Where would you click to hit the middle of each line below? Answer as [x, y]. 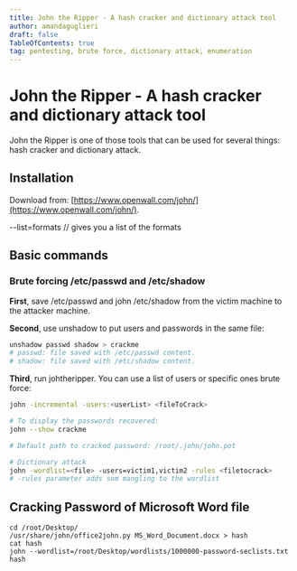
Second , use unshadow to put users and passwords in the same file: [137, 328]
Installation [42, 178]
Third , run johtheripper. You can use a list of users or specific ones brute [145, 379]
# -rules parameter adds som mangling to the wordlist [115, 479]
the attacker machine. [50, 310]
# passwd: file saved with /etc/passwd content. [102, 353]
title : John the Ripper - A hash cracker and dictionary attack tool [143, 18]
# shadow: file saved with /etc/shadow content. [102, 361]
